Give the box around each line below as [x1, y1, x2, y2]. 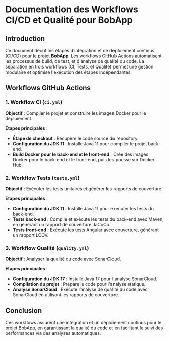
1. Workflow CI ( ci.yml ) [5, 99, 63, 106]
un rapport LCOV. [12, 232, 49, 238]
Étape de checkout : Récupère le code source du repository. [12, 135, 139, 141]
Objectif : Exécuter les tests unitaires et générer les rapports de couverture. [5, 185, 163, 192]
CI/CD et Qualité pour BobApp [5, 14, 133, 26]
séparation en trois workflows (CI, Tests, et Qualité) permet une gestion [5, 64, 154, 70]
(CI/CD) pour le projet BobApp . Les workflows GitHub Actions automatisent [5, 53, 162, 59]
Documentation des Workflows [5, 4, 139, 15]
